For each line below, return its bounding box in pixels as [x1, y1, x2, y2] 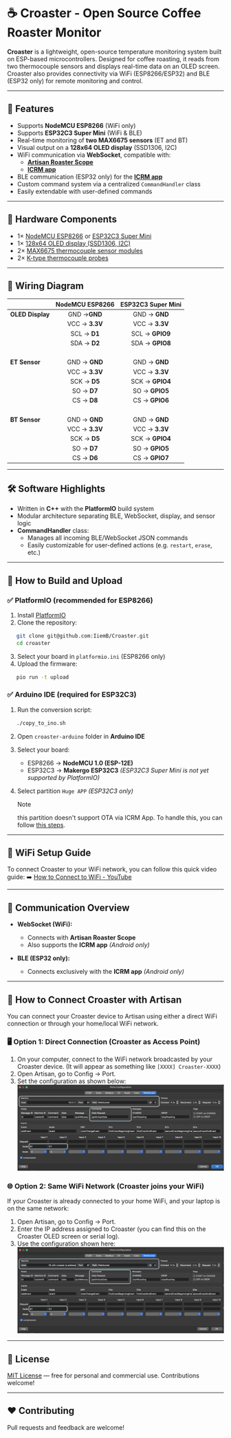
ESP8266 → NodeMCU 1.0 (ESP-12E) [27, 759, 134, 767]
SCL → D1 [70, 329, 100, 338]
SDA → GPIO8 [131, 338, 171, 347]
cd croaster [16, 640, 51, 646]
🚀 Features [7, 103, 54, 115]
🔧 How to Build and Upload [7, 575, 123, 587]
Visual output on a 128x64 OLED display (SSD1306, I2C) [16, 143, 177, 151]
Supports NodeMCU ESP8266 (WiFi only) [16, 121, 136, 129]
